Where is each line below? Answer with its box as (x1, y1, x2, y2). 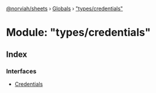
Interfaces (6, 67, 37, 75)
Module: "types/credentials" (6, 26, 151, 39)
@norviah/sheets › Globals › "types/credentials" (6, 5, 123, 12)
